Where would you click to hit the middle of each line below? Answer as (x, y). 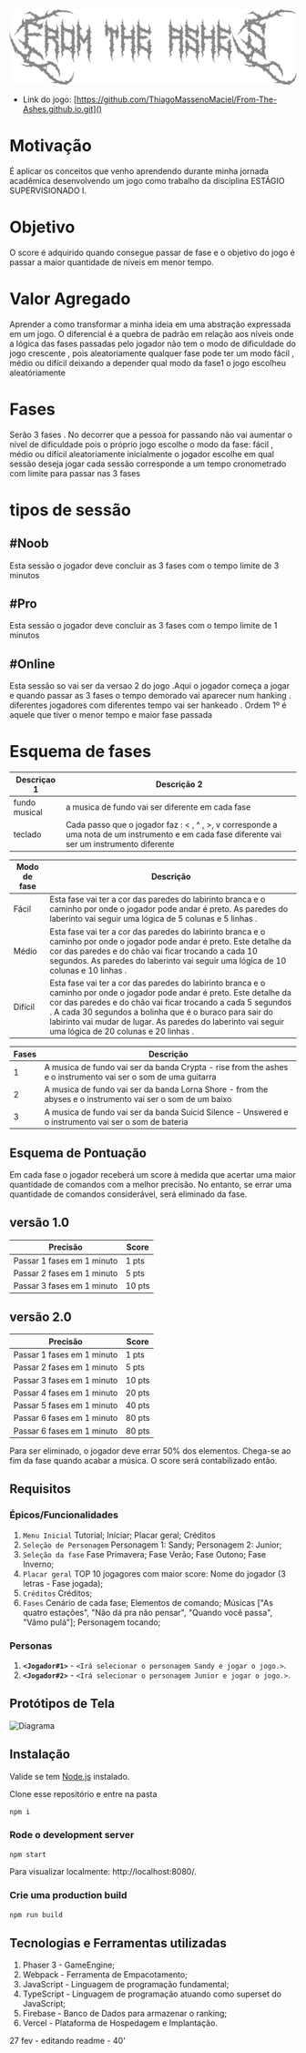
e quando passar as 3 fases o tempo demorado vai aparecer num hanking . (150, 696)
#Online (32, 664)
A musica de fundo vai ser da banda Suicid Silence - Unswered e (166, 1112)
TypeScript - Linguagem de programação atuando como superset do (152, 1994)
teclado (27, 834)
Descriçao (36, 780)
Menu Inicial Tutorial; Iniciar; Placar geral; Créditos (119, 1535)
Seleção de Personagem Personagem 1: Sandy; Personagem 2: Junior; (152, 1545)
